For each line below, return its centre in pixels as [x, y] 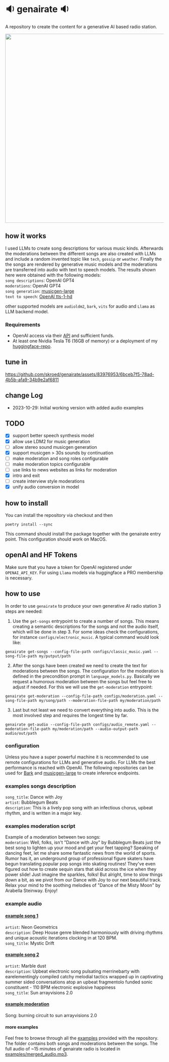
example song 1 [22, 916]
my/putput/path [55, 656]
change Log [24, 396]
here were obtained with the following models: [53, 275]
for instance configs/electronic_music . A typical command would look [86, 637]
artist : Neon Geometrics [31, 927]
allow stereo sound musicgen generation [55, 447]
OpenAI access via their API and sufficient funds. [63, 336]
